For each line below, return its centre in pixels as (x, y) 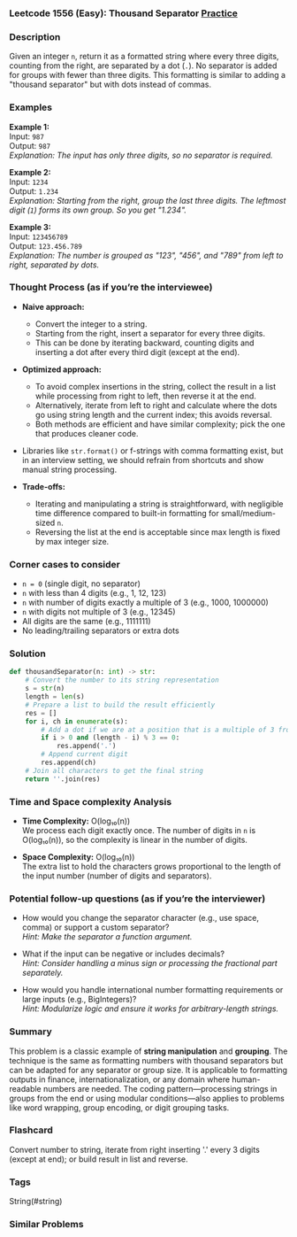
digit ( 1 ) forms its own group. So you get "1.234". (98, 210)
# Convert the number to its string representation (122, 680)
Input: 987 (27, 136)
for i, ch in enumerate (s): (76, 721)
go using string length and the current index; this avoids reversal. (153, 414)
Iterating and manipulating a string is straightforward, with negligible (160, 504)
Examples (31, 107)
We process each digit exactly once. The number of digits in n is (139, 830)
